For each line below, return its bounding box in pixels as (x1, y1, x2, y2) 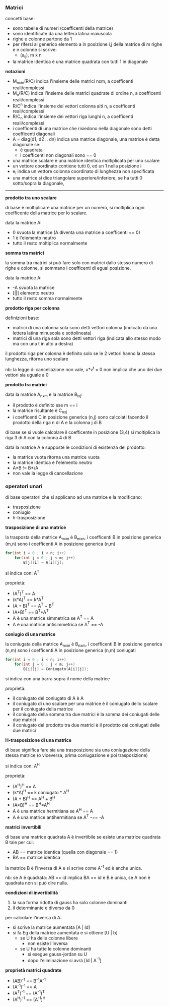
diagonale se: (12, 142, 41, 148)
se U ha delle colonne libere (20, 935, 78, 941)
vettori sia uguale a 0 (5, 372, 49, 378)
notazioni (5, 69, 26, 75)
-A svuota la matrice (12, 284, 55, 290)
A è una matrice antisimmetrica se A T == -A (12, 620, 104, 627)
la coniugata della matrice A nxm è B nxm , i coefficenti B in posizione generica (5, 641, 162, 648)
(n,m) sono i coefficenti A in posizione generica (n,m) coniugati (5, 647, 136, 654)
